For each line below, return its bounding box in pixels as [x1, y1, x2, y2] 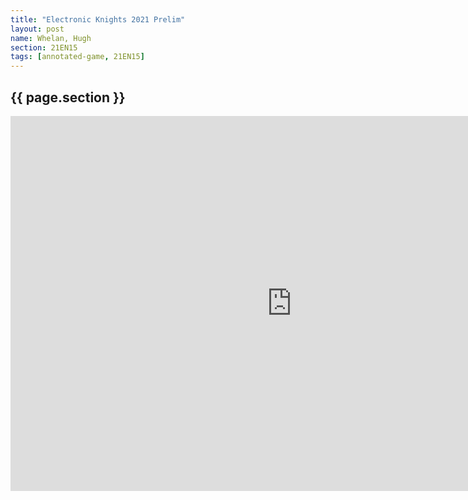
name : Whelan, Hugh [10, 33, 92, 43]
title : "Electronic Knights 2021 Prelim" [10, 14, 186, 25]
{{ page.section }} [10, 89, 126, 106]
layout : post [10, 24, 65, 34]
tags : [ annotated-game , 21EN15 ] [10, 52, 145, 62]
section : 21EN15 [10, 42, 78, 53]
